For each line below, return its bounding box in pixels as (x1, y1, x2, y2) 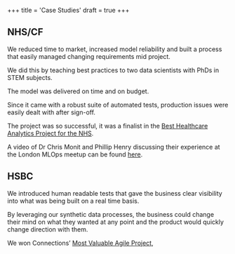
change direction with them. (7, 225, 88, 234)
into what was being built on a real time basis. (7, 196, 140, 205)
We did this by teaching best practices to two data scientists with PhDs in (7, 66, 220, 74)
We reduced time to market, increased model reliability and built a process (7, 45, 222, 53)
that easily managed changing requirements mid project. (7, 52, 170, 60)
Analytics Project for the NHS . (7, 129, 94, 138)
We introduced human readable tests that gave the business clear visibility (7, 189, 222, 197)
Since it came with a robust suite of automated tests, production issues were (7, 100, 229, 109)
